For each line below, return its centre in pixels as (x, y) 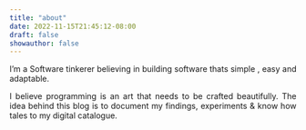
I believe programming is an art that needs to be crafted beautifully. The (153, 96)
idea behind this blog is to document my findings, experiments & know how (153, 106)
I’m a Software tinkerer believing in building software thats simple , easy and (153, 69)
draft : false (34, 35)
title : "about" (38, 18)
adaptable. (30, 79)
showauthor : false (44, 43)
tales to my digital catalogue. (64, 115)
